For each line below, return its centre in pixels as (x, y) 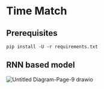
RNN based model (41, 65)
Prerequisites (32, 33)
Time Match (37, 11)
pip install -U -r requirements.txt (52, 47)
